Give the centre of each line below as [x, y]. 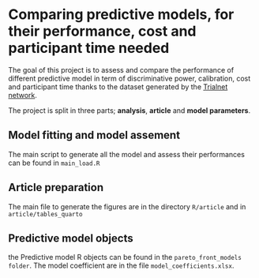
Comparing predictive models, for [121, 15]
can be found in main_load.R [54, 163]
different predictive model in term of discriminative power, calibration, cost [129, 78]
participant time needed [89, 48]
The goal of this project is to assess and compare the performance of [121, 69]
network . [23, 95]
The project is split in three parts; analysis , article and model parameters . [129, 110]
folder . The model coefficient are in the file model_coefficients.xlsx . [121, 265]
